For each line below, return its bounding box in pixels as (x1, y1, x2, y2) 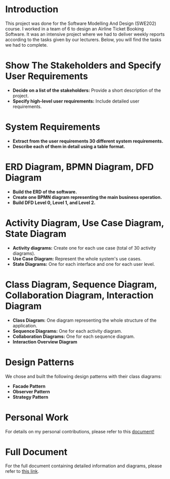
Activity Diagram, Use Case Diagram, (5, 217, 164, 229)
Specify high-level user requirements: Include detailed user (12, 98, 140, 104)
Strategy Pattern (12, 394, 49, 400)
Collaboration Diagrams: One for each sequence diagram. (12, 333, 135, 339)
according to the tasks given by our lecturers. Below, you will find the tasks (5, 37, 162, 43)
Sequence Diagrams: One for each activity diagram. (12, 328, 122, 334)
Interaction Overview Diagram (12, 338, 77, 345)
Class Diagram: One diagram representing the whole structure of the (12, 317, 157, 323)
